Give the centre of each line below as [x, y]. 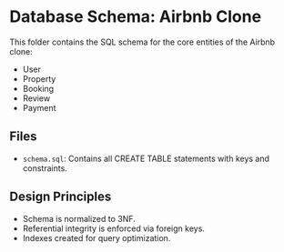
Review [36, 98]
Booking [38, 88]
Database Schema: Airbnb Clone [136, 17]
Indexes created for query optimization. [96, 237]
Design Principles [61, 197]
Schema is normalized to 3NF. [79, 218]
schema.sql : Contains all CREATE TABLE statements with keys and [146, 158]
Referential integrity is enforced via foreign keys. [113, 228]
